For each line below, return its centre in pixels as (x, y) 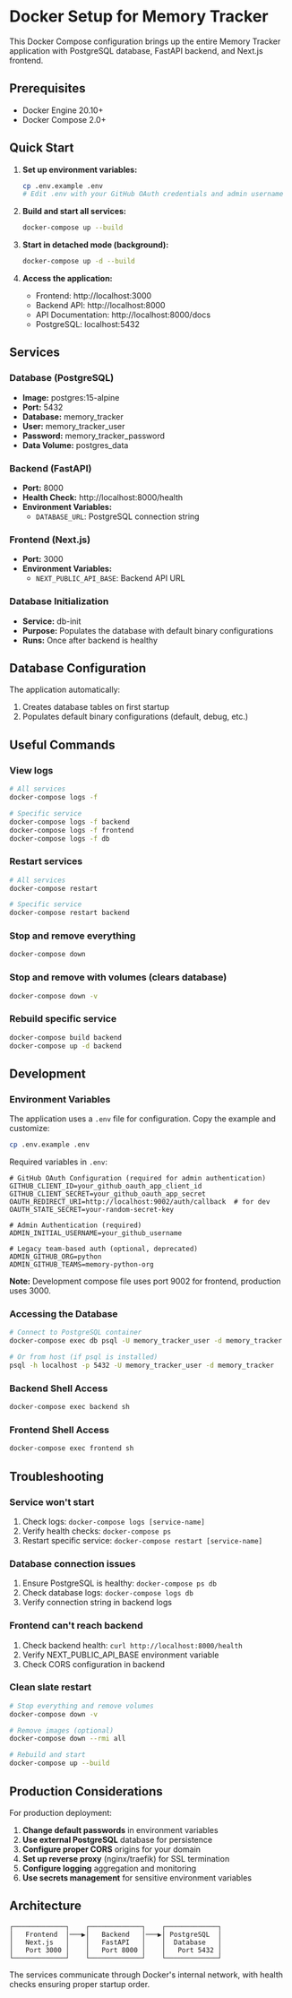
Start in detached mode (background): (95, 245)
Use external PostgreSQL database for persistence (117, 1839)
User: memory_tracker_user (73, 426)
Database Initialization (59, 601)
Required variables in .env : (58, 1162)
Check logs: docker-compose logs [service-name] (114, 1521)
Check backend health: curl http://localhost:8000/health (133, 1645)
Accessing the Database (64, 1314)
